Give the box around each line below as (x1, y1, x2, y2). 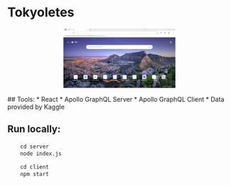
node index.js (20, 150, 62, 157)
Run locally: (7, 123, 61, 135)
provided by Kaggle (7, 102, 65, 111)
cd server (20, 143, 50, 150)
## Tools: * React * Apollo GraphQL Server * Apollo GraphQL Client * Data (7, 95, 225, 103)
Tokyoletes (7, 4, 75, 21)
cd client (20, 163, 50, 171)
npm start (20, 170, 50, 178)
